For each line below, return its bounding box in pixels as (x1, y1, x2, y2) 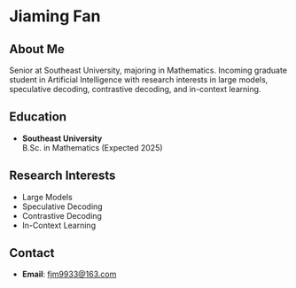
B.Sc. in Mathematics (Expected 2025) (21, 142, 163, 152)
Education (9, 109, 67, 125)
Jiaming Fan (9, 6, 101, 27)
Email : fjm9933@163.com (21, 269, 117, 280)
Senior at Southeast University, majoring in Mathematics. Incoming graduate (9, 65, 288, 75)
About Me (9, 42, 65, 57)
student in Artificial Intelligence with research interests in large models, (9, 74, 269, 85)
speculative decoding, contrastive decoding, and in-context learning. (9, 84, 261, 94)
